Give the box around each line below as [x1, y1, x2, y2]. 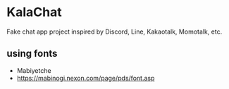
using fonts [6, 48, 58, 60]
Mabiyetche [16, 66, 51, 74]
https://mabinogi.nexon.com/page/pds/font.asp [16, 74, 155, 82]
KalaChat [6, 4, 62, 20]
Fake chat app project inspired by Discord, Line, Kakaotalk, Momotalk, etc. [6, 27, 223, 36]
